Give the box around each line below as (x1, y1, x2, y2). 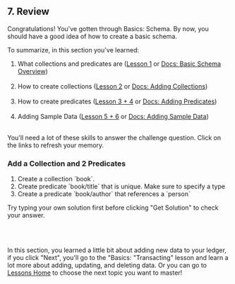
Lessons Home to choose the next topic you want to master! (7, 268, 183, 277)
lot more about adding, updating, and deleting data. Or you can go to (7, 261, 207, 270)
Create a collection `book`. (17, 175, 95, 183)
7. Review (7, 6, 49, 18)
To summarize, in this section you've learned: (7, 45, 140, 54)
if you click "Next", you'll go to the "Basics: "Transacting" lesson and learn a (7, 254, 229, 262)
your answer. (7, 211, 45, 220)
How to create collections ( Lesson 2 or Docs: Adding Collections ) (17, 81, 208, 91)
